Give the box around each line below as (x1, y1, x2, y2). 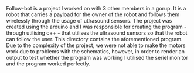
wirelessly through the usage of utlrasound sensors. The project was (6, 17, 172, 24)
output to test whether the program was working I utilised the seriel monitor (6, 54, 189, 61)
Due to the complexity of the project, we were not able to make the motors (6, 42, 186, 49)
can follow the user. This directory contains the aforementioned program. (6, 36, 183, 42)
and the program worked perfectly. (6, 60, 91, 67)
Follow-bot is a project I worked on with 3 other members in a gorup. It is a (6, 5, 186, 12)
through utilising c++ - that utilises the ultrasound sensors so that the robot (6, 30, 188, 36)
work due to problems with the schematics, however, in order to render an (6, 48, 185, 54)
